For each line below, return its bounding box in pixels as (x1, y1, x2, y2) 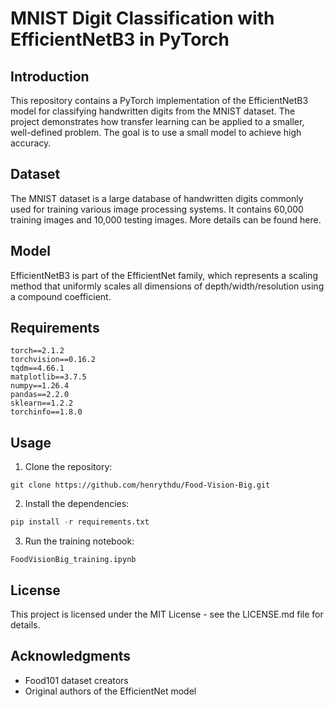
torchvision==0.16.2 (10, 355, 97, 365)
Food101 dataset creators (24, 674, 129, 686)
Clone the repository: (24, 461, 113, 473)
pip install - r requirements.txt (10, 517, 150, 527)
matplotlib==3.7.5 (10, 372, 87, 382)
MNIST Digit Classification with (10, 7, 275, 30)
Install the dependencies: (24, 498, 130, 510)
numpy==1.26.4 (10, 381, 70, 391)
